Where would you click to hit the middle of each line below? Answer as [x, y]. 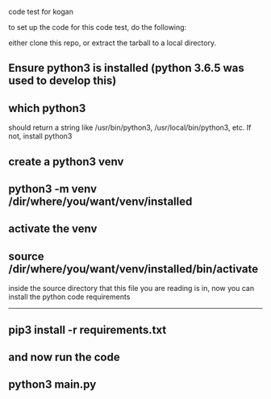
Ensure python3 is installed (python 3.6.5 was [126, 68]
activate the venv [53, 229]
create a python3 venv [66, 162]
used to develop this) [63, 81]
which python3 [47, 108]
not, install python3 [40, 136]
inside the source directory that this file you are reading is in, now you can [131, 289]
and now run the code [64, 357]
